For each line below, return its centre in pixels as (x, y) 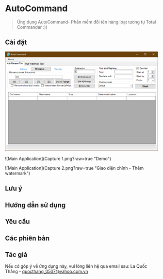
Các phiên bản (27, 238)
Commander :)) (32, 27)
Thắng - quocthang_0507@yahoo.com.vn (47, 271)
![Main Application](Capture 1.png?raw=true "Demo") (58, 159)
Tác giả (16, 255)
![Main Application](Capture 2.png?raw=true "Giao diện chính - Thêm (74, 168)
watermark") (18, 174)
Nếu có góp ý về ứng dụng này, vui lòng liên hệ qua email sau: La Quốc (76, 266)
